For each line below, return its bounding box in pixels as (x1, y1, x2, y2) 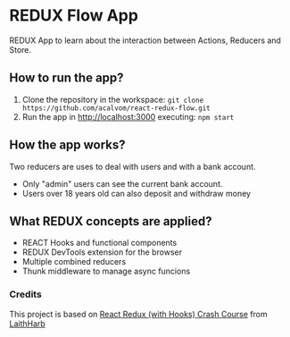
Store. (9, 44, 32, 55)
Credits (9, 288, 42, 300)
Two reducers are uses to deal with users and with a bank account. (9, 161, 256, 172)
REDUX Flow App (9, 5, 138, 26)
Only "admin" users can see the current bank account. (21, 178, 223, 189)
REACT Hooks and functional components (21, 238, 178, 249)
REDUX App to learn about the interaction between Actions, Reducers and (9, 35, 281, 46)
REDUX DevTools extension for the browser (21, 247, 183, 257)
